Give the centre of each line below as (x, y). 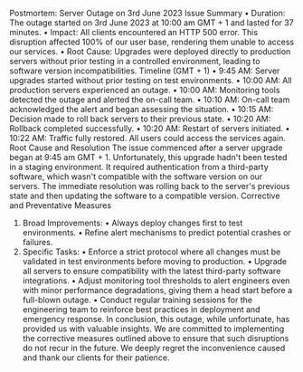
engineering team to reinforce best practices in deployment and (141, 310)
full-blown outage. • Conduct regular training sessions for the (137, 300)
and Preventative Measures (60, 205)
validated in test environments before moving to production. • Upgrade (155, 261)
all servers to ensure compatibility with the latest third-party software (151, 271)
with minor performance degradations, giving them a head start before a (157, 290)
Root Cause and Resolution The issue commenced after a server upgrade (146, 148)
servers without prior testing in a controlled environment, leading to (135, 61)
